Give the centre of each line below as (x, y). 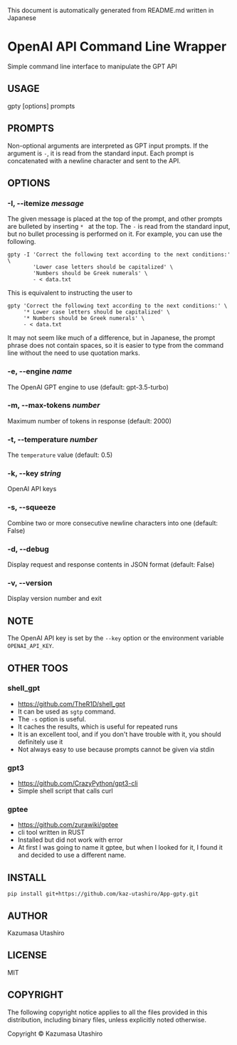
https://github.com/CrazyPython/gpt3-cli (78, 783)
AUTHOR (28, 916)
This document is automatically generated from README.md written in (111, 10)
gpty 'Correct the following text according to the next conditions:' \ (117, 306)
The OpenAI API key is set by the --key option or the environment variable (116, 638)
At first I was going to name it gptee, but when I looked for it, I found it (120, 848)
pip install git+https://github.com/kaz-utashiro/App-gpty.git (103, 894)
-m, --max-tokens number (54, 406)
